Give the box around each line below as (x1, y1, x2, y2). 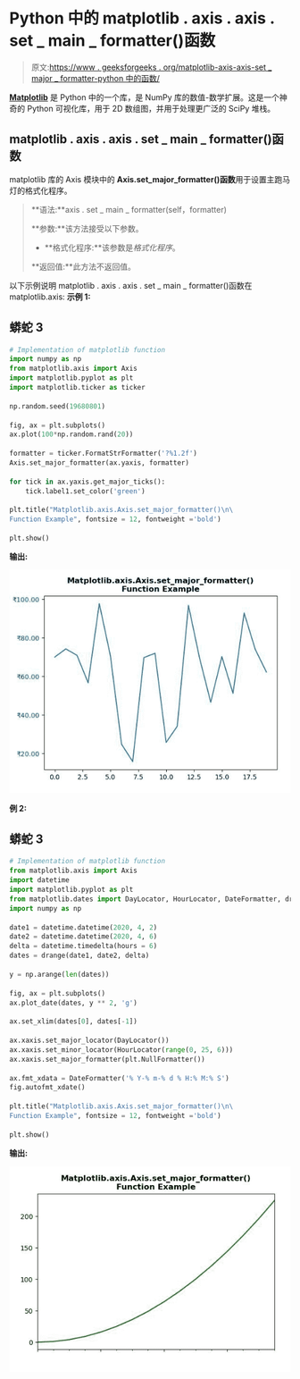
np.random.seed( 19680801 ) (9, 401, 105, 411)
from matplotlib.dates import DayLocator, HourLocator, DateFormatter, (9, 895, 281, 904)
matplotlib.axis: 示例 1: (9, 291, 91, 302)
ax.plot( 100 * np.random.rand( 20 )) (9, 430, 134, 439)
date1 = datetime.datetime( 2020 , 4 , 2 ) (9, 922, 158, 932)
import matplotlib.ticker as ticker (9, 383, 146, 392)
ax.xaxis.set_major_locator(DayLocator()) (9, 1036, 170, 1046)
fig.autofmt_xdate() (9, 1083, 87, 1092)
